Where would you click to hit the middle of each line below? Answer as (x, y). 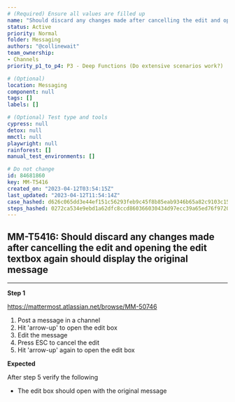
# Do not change (31, 169)
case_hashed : (26, 202)
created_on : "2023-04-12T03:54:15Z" (60, 189)
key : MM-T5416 (28, 182)
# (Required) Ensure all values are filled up (76, 14)
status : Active (29, 27)
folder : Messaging (34, 40)
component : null (31, 92)
